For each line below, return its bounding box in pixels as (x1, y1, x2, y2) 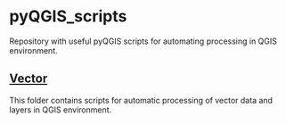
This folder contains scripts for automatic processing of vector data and (9, 95, 274, 105)
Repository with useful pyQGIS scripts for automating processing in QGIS (9, 36, 278, 46)
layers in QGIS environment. (9, 104, 112, 115)
